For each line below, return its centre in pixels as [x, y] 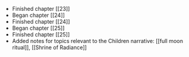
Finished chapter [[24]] [41, 22]
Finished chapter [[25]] [41, 35]
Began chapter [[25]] [38, 28]
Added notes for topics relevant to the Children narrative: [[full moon [98, 41]
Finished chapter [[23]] [41, 9]
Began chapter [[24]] [38, 15]
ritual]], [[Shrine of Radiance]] [49, 47]
